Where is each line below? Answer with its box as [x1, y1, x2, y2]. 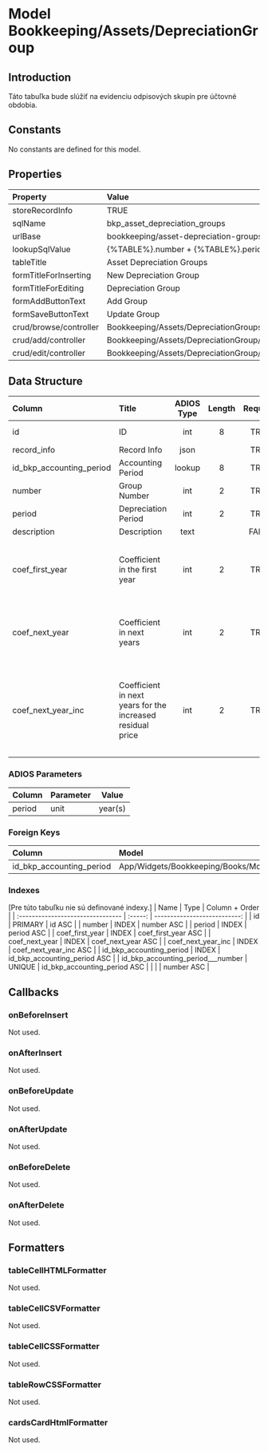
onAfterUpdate [8, 1123, 68, 1134]
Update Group [106, 308, 160, 319]
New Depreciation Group [106, 269, 199, 280]
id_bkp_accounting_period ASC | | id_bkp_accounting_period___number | [8, 954, 248, 963]
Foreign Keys [8, 827, 61, 838]
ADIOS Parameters [8, 769, 82, 780]
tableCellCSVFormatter [8, 1303, 101, 1314]
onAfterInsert [8, 1047, 62, 1058]
